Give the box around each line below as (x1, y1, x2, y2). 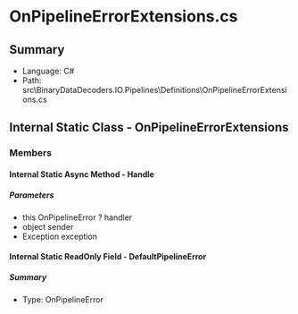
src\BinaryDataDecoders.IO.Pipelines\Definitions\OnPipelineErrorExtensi (21, 85, 287, 95)
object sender (21, 221, 74, 232)
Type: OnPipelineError (21, 294, 104, 305)
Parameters (9, 190, 54, 200)
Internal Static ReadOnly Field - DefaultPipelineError (9, 251, 207, 262)
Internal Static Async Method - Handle (9, 168, 154, 180)
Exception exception (21, 231, 98, 242)
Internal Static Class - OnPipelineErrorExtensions (9, 120, 289, 135)
